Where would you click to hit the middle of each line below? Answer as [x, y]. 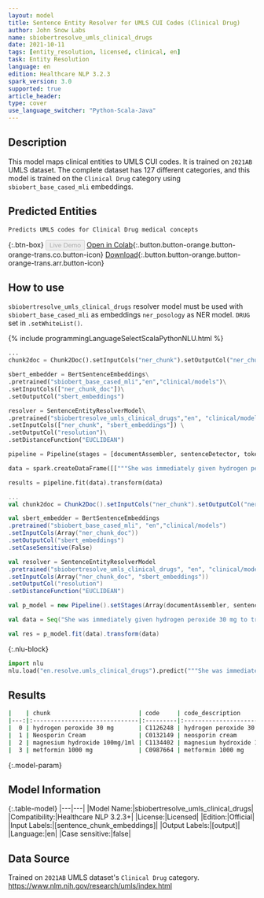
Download [122, 254]
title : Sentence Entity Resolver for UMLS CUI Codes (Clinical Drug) [125, 23]
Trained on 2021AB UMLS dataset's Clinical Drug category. [104, 878]
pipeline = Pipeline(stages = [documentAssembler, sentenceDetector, [125, 455]
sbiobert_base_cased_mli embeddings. [71, 187]
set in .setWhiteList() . [46, 323]
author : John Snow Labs [47, 30]
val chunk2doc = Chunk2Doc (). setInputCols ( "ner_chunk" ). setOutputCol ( [126, 504]
